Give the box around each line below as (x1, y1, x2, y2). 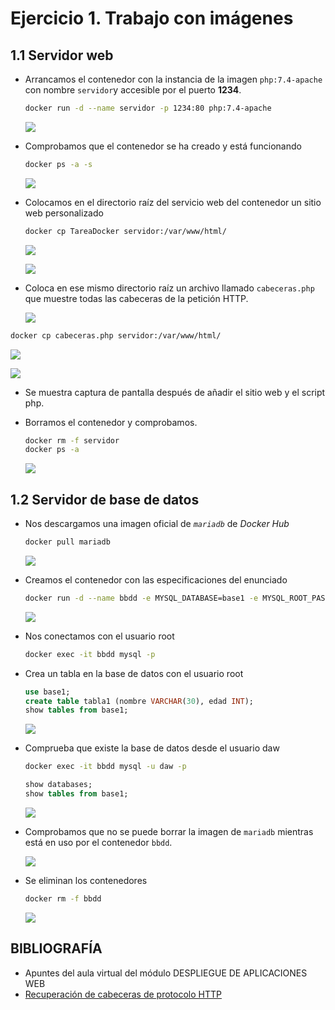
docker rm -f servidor (24, 435, 120, 446)
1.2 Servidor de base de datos (10, 491, 200, 508)
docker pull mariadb (24, 537, 111, 547)
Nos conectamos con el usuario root (24, 630, 175, 642)
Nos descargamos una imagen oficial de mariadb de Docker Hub (24, 518, 290, 530)
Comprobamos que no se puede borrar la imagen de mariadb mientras (24, 825, 314, 837)
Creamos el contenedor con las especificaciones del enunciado (24, 573, 288, 586)
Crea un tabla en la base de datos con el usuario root (24, 667, 244, 679)
